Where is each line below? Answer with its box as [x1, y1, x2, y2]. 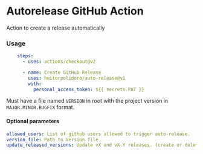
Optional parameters [6, 118, 59, 125]
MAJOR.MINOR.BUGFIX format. [6, 104, 75, 111]
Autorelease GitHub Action [6, 4, 144, 18]
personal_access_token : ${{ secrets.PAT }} [33, 86, 145, 92]
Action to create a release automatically [6, 24, 105, 31]
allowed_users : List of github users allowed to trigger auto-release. [6, 131, 190, 137]
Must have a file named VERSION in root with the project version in [6, 97, 169, 104]
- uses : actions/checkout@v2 [22, 59, 96, 65]
